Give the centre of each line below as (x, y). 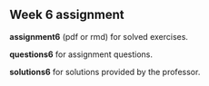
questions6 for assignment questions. (81, 54)
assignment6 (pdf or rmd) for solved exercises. (99, 36)
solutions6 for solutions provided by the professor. (105, 72)
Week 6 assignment (67, 15)
